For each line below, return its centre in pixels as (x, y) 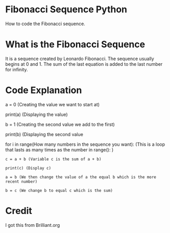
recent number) (21, 181)
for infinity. (17, 69)
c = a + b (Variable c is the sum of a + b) (53, 159)
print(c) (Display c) (28, 168)
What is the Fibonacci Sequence (75, 44)
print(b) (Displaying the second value (44, 134)
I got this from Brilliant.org (33, 225)
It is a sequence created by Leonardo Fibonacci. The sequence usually (80, 59)
